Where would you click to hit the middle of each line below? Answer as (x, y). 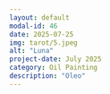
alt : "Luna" (31, 51)
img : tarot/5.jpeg (43, 43)
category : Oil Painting (54, 68)
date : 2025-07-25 (42, 34)
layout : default (39, 17)
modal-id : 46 (34, 26)
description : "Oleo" (48, 76)
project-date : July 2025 (55, 59)
